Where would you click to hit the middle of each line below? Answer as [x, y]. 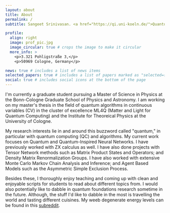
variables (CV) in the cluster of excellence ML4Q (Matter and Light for [78, 110]
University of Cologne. [29, 121]
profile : [14, 33]
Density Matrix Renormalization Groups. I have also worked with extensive [82, 158]
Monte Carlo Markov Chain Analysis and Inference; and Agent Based [77, 163]
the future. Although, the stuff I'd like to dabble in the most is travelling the [83, 195]
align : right [24, 38]
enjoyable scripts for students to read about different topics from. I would [81, 184]
